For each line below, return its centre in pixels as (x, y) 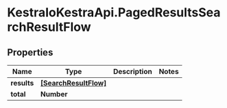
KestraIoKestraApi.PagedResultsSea (114, 13)
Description (132, 71)
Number (54, 94)
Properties (30, 52)
